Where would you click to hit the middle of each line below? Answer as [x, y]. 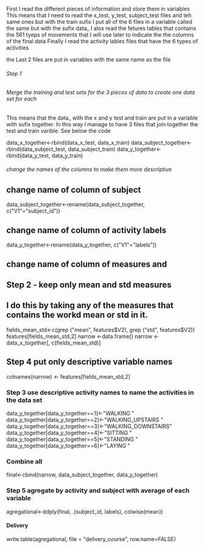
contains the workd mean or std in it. [77, 315]
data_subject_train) [92, 149]
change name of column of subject [74, 190]
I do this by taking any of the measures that [90, 305]
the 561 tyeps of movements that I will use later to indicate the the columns [100, 35]
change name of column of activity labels [86, 230]
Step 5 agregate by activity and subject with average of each [98, 490]
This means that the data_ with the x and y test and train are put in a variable [102, 118]
